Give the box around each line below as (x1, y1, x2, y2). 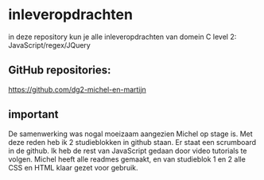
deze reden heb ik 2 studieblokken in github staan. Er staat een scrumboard (8, 137, 257, 147)
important (8, 108, 59, 121)
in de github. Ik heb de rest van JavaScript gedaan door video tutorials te (8, 146, 247, 155)
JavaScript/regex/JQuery (8, 40, 91, 49)
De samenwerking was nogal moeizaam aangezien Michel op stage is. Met (8, 129, 253, 139)
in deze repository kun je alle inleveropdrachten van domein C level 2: (8, 32, 237, 41)
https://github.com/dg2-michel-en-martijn (8, 84, 147, 94)
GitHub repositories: (8, 64, 111, 77)
